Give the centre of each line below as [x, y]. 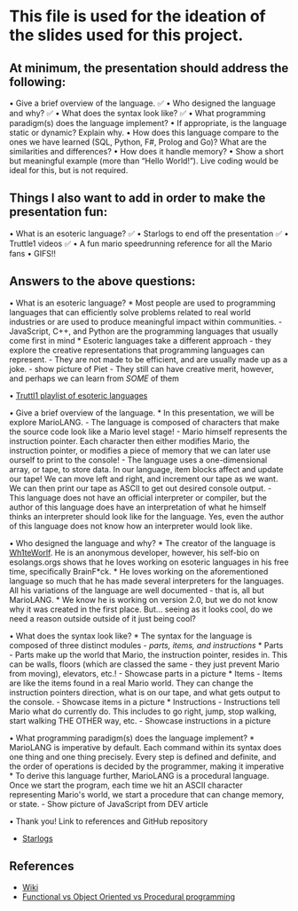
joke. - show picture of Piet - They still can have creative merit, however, [141, 368]
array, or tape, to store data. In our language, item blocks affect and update [146, 469]
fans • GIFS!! [32, 253]
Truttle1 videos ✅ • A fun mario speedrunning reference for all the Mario [141, 243]
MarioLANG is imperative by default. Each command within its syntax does [145, 747]
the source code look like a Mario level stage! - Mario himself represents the [149, 432]
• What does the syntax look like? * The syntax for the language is [131, 636]
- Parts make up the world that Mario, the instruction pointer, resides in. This [149, 654]
